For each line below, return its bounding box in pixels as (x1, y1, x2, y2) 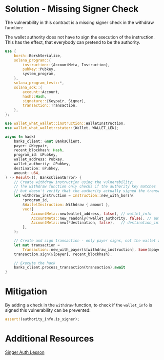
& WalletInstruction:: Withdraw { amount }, (22, 202, 110, 207)
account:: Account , (22, 89, 60, 95)
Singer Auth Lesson (5, 349, 45, 355)
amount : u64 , (14, 171, 41, 175)
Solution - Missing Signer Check (5, 3, 139, 15)
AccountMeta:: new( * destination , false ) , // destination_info (31, 220, 163, 225)
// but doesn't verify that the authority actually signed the (14, 189, 145, 193)
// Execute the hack (14, 261, 56, 265)
